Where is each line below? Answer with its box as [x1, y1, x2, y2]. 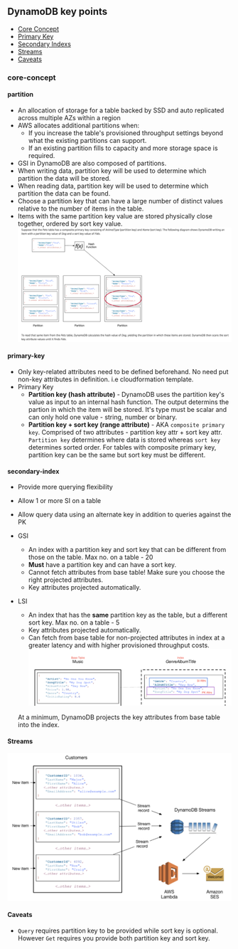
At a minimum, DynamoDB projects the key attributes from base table [17, 713, 221, 721]
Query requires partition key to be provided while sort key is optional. [17, 926, 218, 935]
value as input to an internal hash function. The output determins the [28, 398, 229, 406]
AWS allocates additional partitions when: [17, 121, 140, 129]
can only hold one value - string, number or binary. [28, 413, 178, 422]
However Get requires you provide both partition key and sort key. [17, 933, 211, 942]
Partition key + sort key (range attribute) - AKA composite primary [28, 420, 225, 429]
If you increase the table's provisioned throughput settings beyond [28, 128, 224, 137]
